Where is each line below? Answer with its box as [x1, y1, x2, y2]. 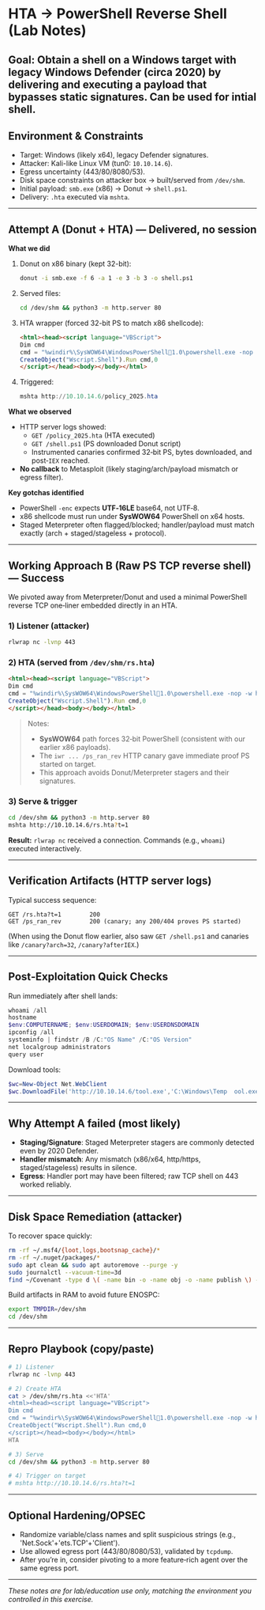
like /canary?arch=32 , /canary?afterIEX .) [8, 939, 140, 949]
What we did [8, 244, 50, 253]
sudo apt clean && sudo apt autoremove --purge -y [8, 1261, 178, 1269]
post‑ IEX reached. [31, 456, 91, 465]
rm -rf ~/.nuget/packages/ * [8, 1253, 101, 1262]
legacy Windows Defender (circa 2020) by [8, 65, 222, 79]
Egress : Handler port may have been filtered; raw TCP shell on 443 [19, 1172, 239, 1181]
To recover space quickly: [8, 1231, 92, 1241]
